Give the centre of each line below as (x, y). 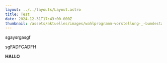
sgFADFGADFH (21, 47)
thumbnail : (16, 23)
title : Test (17, 14)
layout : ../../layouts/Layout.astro (43, 10)
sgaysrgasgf (18, 37)
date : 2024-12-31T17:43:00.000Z (39, 19)
